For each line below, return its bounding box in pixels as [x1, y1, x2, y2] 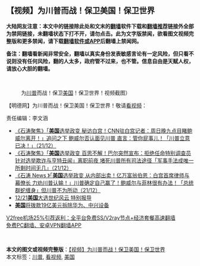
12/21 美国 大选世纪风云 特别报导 [14, 194, 92, 201]
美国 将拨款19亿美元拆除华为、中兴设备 [14, 201, 110, 208]
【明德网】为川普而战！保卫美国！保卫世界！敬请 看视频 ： [6, 102, 147, 109]
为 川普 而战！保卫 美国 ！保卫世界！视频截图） [21, 89, 131, 96]
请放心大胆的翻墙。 [6, 65, 54, 72]
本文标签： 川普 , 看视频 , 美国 [6, 253, 75, 260]
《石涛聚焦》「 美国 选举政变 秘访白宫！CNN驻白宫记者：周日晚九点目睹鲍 [14, 127, 193, 134]
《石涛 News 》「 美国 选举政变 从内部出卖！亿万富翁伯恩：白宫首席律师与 [14, 171, 190, 179]
